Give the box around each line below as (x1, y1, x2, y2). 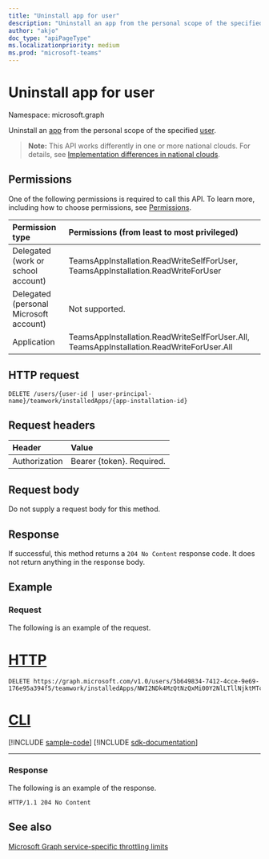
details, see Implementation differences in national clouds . (27, 149, 220, 159)
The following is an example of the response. (8, 783, 157, 792)
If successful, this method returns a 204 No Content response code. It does (8, 549, 255, 558)
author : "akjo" (8, 26, 59, 34)
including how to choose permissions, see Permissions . (8, 202, 192, 212)
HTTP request (8, 369, 80, 382)
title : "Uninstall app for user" (8, 11, 120, 20)
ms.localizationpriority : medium (8, 42, 120, 50)
